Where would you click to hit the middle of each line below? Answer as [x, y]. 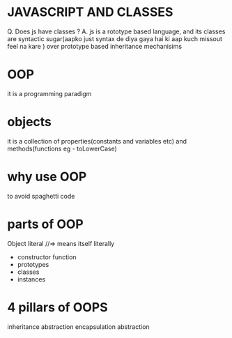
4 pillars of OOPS [57, 307]
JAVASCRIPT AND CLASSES [90, 12]
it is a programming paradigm [49, 93]
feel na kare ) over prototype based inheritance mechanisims [95, 46]
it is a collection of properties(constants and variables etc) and [97, 141]
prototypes [33, 264]
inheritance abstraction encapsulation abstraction [78, 327]
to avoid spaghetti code [41, 196]
